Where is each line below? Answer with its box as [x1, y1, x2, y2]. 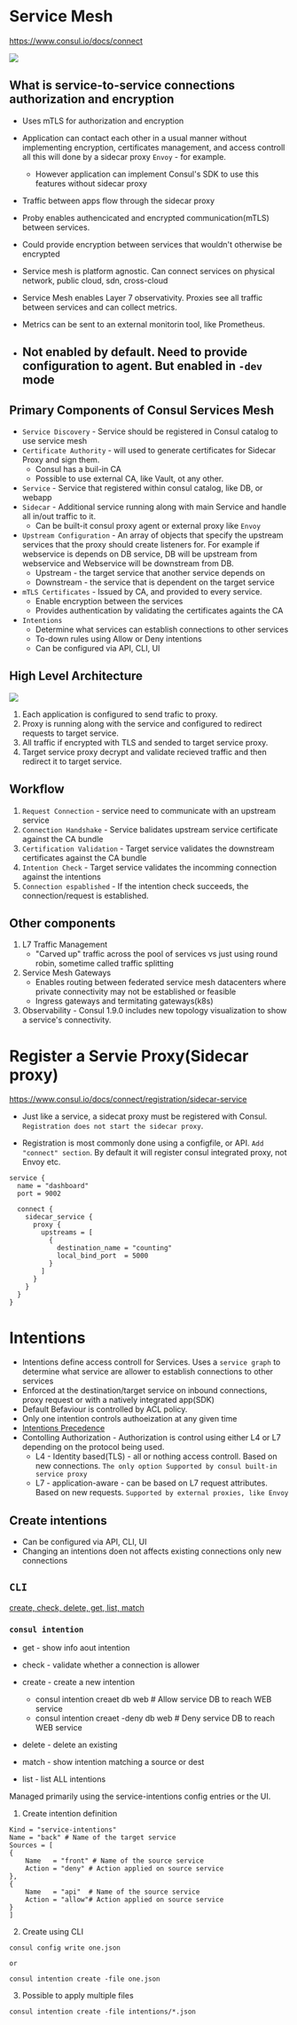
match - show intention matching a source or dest [21, 1757, 205, 1768]
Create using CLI [21, 1927, 84, 1937]
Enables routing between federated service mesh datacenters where [35, 977, 286, 988]
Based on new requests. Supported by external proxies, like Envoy [35, 1487, 289, 1498]
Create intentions [9, 1513, 108, 1528]
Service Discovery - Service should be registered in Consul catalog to [21, 426, 278, 437]
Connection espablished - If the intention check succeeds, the [21, 880, 249, 891]
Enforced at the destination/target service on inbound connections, [21, 1385, 268, 1396]
